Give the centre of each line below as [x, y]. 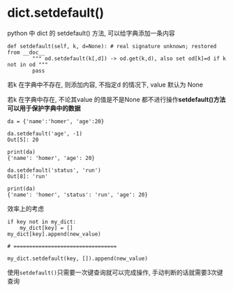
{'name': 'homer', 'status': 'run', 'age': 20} [78, 195]
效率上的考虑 [25, 208]
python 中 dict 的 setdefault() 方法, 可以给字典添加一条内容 [91, 33]
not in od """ [28, 64]
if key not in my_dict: [42, 221]
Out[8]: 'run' [28, 176]
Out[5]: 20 [23, 140]
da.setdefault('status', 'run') [54, 170]
